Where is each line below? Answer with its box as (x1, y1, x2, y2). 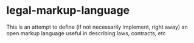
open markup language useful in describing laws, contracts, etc (6, 29, 166, 36)
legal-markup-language (6, 4, 130, 17)
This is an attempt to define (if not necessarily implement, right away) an (6, 23, 188, 30)
